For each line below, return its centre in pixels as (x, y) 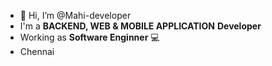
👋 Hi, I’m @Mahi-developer (75, 15)
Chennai (37, 51)
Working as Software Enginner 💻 (89, 37)
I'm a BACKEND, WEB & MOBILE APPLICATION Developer (140, 26)
